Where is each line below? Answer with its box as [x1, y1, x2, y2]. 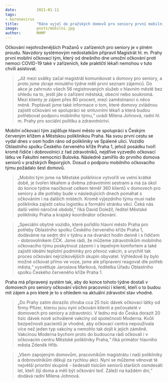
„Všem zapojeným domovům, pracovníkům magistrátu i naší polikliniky [17, 351, 162, 357]
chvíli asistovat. [5, 66, 37, 72]
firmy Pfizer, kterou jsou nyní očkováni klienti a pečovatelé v [17, 305, 141, 310]
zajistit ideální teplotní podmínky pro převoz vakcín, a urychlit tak [17, 248, 151, 254]
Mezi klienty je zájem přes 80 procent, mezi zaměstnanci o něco [17, 97, 150, 103]
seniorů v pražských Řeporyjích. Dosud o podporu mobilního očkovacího [5, 160, 155, 165]
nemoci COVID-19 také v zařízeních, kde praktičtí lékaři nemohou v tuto [5, 61, 152, 66]
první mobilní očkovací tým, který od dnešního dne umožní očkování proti [5, 55, 156, 61]
